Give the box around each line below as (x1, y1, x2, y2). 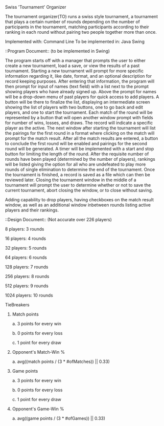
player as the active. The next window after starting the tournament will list (5, 125, 156, 131)
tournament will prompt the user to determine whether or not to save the (5, 182, 151, 188)
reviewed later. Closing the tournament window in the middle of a (5, 177, 137, 183)
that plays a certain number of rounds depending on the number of (5, 19, 141, 24)
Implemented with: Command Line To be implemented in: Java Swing (5, 39, 145, 44)
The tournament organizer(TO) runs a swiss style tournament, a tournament (5, 14, 158, 19)
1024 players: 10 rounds (5, 293, 53, 298)
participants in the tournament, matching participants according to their (5, 24, 149, 30)
